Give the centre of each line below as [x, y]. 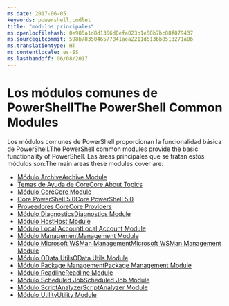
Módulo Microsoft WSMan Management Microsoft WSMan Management [119, 243]
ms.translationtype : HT [42, 46]
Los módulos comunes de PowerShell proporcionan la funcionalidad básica [114, 141]
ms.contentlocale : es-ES [43, 53]
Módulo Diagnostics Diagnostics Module [74, 214]
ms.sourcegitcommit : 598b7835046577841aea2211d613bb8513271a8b [100, 39]
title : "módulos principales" [51, 26]
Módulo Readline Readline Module [65, 272]
